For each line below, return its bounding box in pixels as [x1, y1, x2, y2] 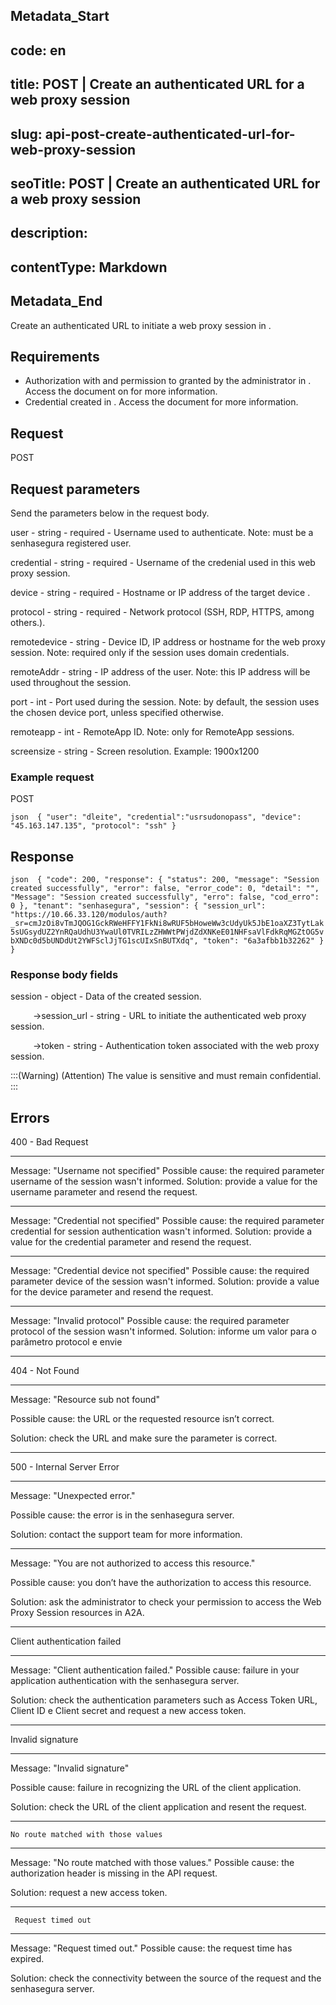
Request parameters [10, 480, 141, 498]
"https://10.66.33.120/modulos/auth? [10, 910, 168, 920]
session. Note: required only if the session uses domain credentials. [10, 646, 290, 658]
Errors [10, 1109, 50, 1126]
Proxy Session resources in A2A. [10, 1607, 145, 1619]
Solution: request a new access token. [10, 1887, 168, 1899]
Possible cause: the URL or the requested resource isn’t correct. [10, 1413, 275, 1425]
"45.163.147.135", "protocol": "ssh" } [10, 821, 177, 831]
